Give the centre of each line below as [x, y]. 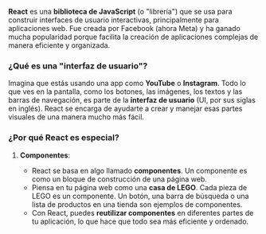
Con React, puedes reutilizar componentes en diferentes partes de [143, 213]
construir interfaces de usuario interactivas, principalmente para [113, 20]
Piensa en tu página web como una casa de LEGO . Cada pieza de [139, 187]
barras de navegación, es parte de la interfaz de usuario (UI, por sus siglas [132, 100]
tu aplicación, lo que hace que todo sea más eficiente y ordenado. [140, 221]
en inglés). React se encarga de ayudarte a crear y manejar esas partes [125, 109]
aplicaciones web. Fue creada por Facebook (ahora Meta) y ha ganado [125, 28]
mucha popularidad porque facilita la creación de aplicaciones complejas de [133, 37]
